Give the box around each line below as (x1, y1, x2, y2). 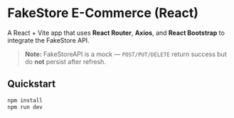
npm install (7, 97, 43, 104)
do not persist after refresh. (24, 57, 107, 65)
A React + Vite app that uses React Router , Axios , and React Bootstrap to (7, 28, 225, 37)
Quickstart (7, 78, 56, 90)
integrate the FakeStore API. (7, 36, 90, 44)
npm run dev (7, 103, 43, 111)
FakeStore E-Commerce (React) (7, 5, 199, 21)
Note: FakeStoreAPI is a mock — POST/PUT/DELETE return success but (24, 50, 227, 58)
